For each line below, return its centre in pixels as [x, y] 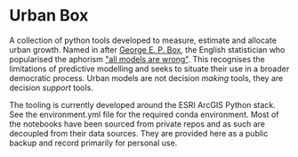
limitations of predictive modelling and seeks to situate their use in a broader [149, 69]
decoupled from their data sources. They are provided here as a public [139, 133]
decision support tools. [51, 87]
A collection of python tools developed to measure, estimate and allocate [143, 40]
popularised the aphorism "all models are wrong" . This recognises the [137, 59]
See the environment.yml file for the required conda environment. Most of [144, 114]
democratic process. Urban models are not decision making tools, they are [146, 78]
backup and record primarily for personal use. [93, 143]
